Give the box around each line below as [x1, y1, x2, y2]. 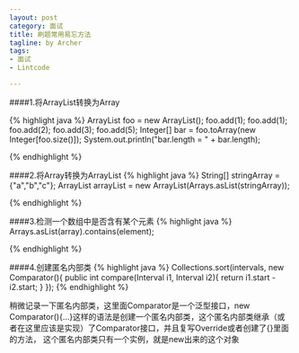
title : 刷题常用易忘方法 [9, 30, 92, 39]
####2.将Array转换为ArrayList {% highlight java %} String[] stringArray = [9, 170, 280, 181]
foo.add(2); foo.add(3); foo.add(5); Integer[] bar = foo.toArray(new [9, 124, 256, 135]
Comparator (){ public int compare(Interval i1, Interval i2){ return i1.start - [9, 271, 277, 283]
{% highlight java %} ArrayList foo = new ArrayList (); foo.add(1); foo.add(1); [9, 114, 288, 126]
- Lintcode [9, 64, 50, 73]
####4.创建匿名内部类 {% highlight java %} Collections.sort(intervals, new [9, 261, 285, 272]
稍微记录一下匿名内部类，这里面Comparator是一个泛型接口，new [9, 300, 251, 311]
